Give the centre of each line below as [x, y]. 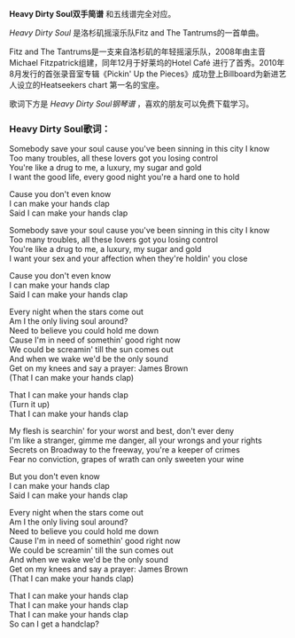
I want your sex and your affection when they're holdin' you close [128, 259]
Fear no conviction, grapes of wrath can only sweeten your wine [127, 460]
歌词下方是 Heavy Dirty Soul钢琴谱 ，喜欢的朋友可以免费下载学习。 [132, 104]
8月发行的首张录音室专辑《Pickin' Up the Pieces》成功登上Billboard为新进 [144, 74]
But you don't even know [54, 477]
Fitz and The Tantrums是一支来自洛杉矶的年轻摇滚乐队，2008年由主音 [137, 51]
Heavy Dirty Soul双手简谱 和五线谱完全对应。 [93, 14]
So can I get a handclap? [54, 624]
